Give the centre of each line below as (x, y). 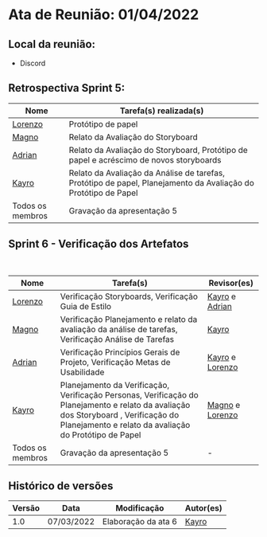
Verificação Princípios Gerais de (120, 352)
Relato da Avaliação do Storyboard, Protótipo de (158, 150)
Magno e (224, 405)
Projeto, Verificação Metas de (115, 362)
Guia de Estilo (86, 306)
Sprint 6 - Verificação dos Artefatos (99, 244)
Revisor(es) (231, 283)
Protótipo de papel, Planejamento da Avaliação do (161, 182)
